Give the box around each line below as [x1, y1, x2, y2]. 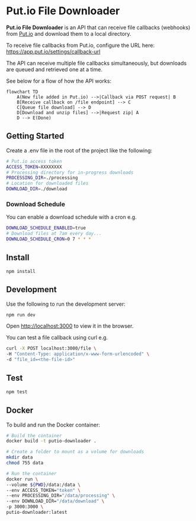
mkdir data [6, 454, 33, 460]
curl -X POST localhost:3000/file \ [6, 346, 97, 351]
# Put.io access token [6, 158, 62, 164]
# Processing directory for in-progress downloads [6, 170, 134, 175]
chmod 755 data [6, 460, 44, 466]
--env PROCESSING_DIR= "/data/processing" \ [6, 492, 115, 499]
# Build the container [6, 432, 62, 438]
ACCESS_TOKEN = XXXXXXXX [6, 164, 62, 170]
